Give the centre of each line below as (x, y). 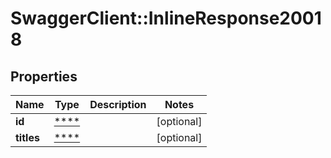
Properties (44, 76)
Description (118, 104)
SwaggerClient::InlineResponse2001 (166, 18)
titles (27, 137)
